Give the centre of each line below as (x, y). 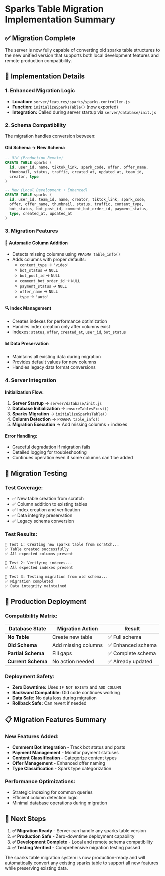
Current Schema (28, 662)
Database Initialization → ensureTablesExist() (61, 409)
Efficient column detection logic (45, 798)
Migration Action (78, 629)
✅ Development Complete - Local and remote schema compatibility (83, 842)
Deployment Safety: (30, 677)
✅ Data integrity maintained (36, 586)
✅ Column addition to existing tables (50, 504)
